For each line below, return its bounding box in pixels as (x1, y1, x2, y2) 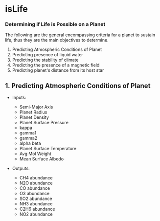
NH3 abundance (19, 201, 53, 207)
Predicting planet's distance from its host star (12, 67, 104, 73)
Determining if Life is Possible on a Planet (5, 21, 106, 28)
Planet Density (19, 114, 49, 120)
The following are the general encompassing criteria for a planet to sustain (5, 32, 156, 38)
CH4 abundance (19, 175, 53, 181)
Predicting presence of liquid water (12, 52, 83, 58)
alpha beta (19, 140, 41, 146)
